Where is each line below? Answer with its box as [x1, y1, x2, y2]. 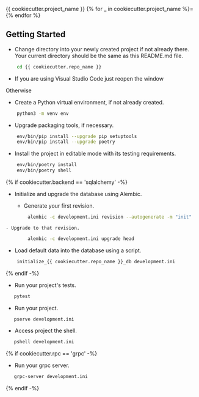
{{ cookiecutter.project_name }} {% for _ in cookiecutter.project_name [5, 5, 181, 12]
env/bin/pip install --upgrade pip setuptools [16, 133, 137, 139]
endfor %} [14, 12, 41, 19]
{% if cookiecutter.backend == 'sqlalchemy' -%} [5, 178, 128, 186]
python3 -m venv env [16, 110, 69, 117]
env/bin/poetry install [16, 162, 78, 168]
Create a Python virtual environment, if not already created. [14, 98, 164, 106]
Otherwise [5, 87, 32, 94]
